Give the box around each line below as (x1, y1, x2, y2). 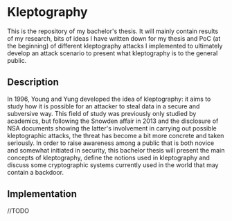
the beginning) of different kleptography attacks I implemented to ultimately (7, 41, 223, 50)
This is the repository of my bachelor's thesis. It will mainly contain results (7, 27, 219, 35)
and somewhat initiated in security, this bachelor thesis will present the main (7, 146, 225, 154)
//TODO (7, 206, 30, 215)
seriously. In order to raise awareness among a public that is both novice (7, 139, 215, 147)
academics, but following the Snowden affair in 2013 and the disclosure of (7, 117, 219, 125)
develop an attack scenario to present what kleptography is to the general (7, 49, 218, 57)
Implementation (7, 188, 78, 200)
